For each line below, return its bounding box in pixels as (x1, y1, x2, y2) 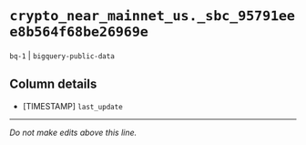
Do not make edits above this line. (9, 127, 138, 138)
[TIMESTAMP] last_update (22, 100, 123, 111)
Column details (9, 77, 97, 92)
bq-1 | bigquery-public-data (9, 49, 116, 61)
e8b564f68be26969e (9, 24, 148, 41)
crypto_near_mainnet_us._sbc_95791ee (9, 7, 296, 25)
